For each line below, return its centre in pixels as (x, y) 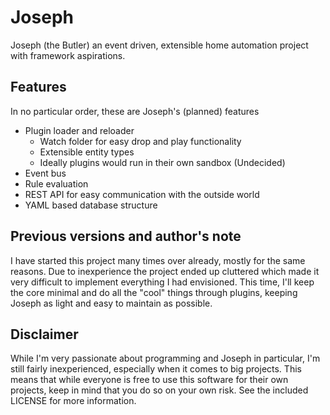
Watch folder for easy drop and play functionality (140, 141)
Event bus (45, 173)
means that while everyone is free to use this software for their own (149, 380)
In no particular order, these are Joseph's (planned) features (135, 111)
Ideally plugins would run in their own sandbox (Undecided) (162, 162)
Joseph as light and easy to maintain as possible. (111, 303)
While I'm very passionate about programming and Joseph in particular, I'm (165, 358)
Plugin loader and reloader (79, 130)
